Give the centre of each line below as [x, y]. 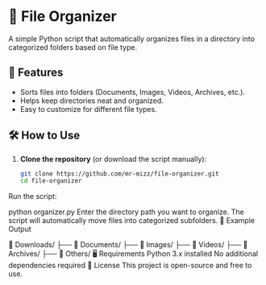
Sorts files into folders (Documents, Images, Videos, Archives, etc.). [133, 92]
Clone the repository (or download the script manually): [113, 159]
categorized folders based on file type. [73, 47]
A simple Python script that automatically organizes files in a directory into [132, 39]
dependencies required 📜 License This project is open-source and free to [130, 266]
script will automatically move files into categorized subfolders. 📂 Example [132, 221]
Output [20, 229]
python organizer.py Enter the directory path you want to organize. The [126, 212]
